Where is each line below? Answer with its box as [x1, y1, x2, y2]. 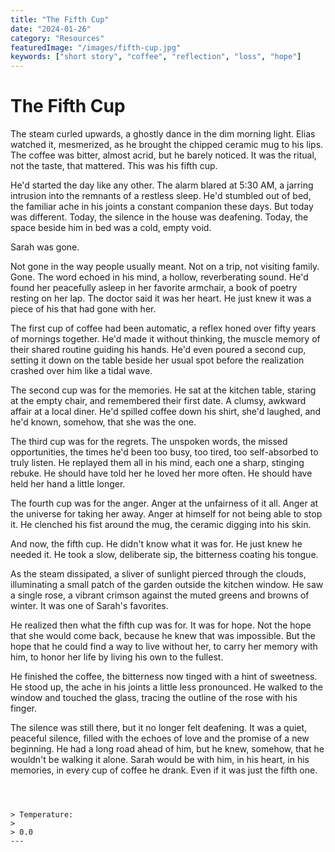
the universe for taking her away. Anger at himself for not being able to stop [10, 508, 323, 520]
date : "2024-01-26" [10, 24, 92, 34]
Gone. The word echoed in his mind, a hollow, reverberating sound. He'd [10, 271, 309, 283]
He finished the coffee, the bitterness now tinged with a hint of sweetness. [10, 671, 318, 683]
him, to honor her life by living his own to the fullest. [10, 651, 224, 663]
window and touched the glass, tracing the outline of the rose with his [10, 692, 298, 704]
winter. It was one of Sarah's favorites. [10, 600, 169, 612]
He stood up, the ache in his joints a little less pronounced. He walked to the [10, 681, 323, 693]
